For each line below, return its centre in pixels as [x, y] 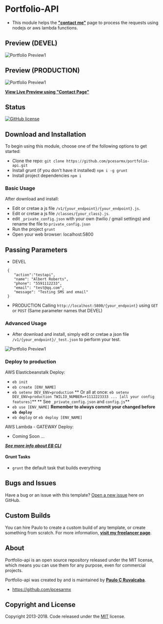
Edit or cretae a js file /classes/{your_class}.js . [61, 214]
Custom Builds [28, 516]
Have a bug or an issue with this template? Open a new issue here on [74, 495]
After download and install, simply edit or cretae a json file [71, 334]
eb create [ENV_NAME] [34, 387]
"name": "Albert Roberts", [41, 279]
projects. [14, 570]
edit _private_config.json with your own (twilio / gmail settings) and [81, 219]
